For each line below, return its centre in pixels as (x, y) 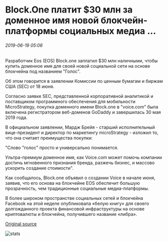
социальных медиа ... (108, 31)
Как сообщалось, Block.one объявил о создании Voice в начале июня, (80, 178)
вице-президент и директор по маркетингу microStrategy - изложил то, (82, 133)
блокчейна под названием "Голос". (43, 71)
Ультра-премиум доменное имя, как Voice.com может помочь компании (83, 158)
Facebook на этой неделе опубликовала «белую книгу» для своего (77, 204)
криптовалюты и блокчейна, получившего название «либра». (71, 214)
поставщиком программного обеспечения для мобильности (70, 101)
